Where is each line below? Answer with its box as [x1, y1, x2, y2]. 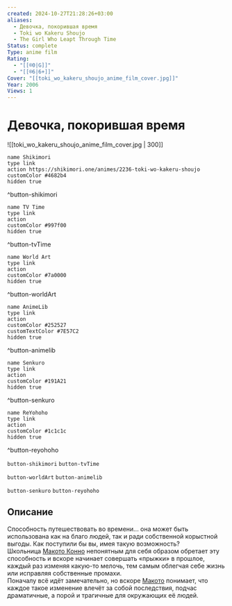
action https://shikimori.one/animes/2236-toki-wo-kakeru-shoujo [7, 166, 200, 174]
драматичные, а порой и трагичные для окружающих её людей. [7, 591, 199, 599]
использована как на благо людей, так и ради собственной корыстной [7, 532, 218, 540]
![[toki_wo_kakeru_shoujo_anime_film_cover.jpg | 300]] [7, 140, 163, 149]
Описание [7, 506, 53, 518]
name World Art [7, 254, 51, 261]
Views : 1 [7, 87, 33, 94]
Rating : [7, 56, 30, 62]
